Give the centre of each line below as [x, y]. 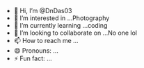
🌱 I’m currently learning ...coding [61, 25]
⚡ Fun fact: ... [33, 58]
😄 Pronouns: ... [36, 51]
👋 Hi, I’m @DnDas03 [43, 11]
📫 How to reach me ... [46, 41]
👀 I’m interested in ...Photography [62, 18]
